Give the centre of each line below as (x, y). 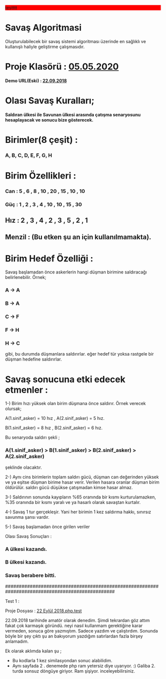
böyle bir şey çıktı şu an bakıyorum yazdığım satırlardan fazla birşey (74, 636)
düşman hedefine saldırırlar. (34, 359)
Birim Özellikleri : (41, 176)
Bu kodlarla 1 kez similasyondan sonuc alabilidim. (62, 660)
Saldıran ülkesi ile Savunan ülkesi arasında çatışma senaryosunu (73, 114)
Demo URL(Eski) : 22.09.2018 (36, 81)
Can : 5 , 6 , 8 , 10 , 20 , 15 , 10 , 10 (45, 191)
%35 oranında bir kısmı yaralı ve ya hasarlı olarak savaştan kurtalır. (73, 502)
